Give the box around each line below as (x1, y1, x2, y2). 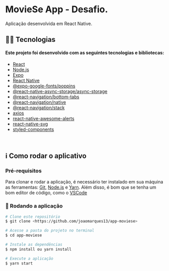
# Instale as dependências (5, 242, 63, 247)
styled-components (12, 126, 54, 132)
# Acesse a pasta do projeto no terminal (5, 228, 95, 233)
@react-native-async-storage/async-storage (12, 88, 108, 94)
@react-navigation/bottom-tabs (12, 94, 80, 100)
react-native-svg (12, 121, 48, 127)
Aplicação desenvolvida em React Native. (5, 20, 93, 27)
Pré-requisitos (5, 167, 42, 174)
